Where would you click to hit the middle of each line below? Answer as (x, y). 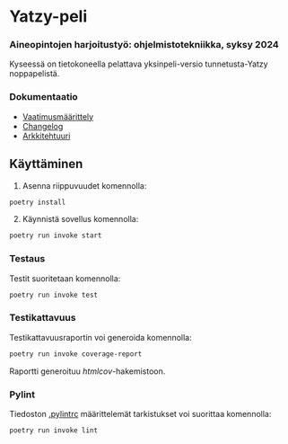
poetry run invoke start (56, 235)
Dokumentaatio (44, 97)
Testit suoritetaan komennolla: (65, 278)
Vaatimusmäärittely (58, 116)
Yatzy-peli (48, 17)
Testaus (27, 259)
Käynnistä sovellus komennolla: (80, 219)
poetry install (38, 202)
